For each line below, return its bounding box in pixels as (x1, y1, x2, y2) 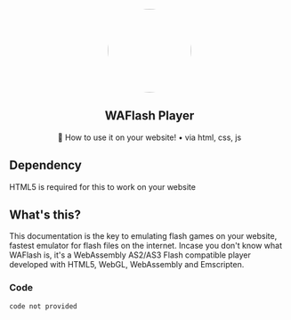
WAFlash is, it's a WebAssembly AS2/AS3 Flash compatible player (9, 250, 252, 260)
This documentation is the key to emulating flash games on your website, (9, 231, 278, 242)
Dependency (9, 158, 82, 173)
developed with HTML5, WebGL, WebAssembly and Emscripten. (9, 259, 245, 270)
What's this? (9, 208, 82, 223)
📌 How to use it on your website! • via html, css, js (57, 132, 242, 143)
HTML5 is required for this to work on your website (9, 181, 196, 192)
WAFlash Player (104, 108, 195, 124)
